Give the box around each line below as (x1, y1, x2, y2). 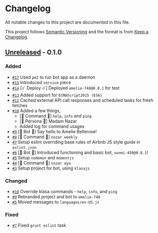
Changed (5, 177, 28, 184)
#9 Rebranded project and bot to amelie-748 (12, 194, 100, 200)
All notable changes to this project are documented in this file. (5, 19, 130, 25)
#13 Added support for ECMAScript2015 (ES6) (12, 92, 103, 98)
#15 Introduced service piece (12, 79, 71, 85)
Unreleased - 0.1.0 (5, 48, 62, 57)
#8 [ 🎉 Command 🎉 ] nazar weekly (12, 134, 78, 140)
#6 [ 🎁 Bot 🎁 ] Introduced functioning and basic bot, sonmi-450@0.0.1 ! (12, 149, 148, 155)
